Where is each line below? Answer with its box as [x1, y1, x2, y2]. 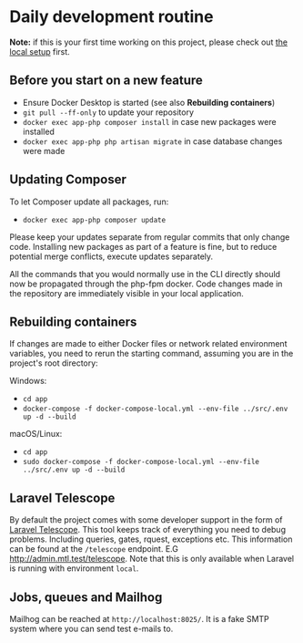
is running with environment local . [9, 563, 139, 574]
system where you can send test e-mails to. [9, 623, 174, 634]
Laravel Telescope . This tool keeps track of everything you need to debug [9, 524, 287, 535]
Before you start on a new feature [9, 73, 203, 88]
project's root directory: [9, 358, 98, 368]
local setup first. [9, 46, 70, 57]
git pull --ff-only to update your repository [22, 107, 194, 118]
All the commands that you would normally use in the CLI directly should [9, 268, 280, 279]
